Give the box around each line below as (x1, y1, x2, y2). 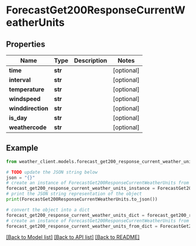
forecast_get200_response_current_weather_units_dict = (6, 212, 145, 218)
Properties (6, 39, 45, 49)
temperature (9, 85, 45, 93)
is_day (9, 114, 27, 122)
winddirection (9, 105, 48, 112)
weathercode (9, 123, 47, 131)
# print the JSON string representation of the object (6, 191, 142, 197)
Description (73, 57, 107, 64)
